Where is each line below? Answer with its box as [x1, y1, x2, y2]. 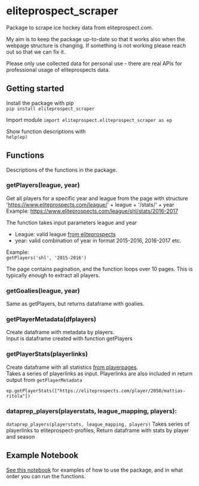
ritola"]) [6, 393, 31, 399]
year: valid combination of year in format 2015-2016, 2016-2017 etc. [14, 237, 182, 244]
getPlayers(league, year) [6, 181, 80, 189]
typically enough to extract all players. [6, 271, 100, 279]
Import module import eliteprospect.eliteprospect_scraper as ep [6, 116, 172, 123]
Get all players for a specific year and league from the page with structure [6, 194, 188, 201]
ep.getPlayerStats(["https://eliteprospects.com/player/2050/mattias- [6, 387, 186, 394]
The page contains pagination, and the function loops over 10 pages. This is [6, 265, 193, 273]
